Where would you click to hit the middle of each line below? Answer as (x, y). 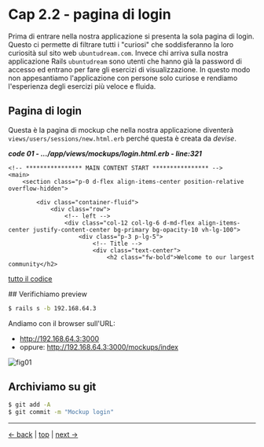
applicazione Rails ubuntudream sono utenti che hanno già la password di (125, 61)
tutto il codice (30, 278)
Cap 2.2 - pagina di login (90, 15)
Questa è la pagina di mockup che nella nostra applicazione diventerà (121, 130)
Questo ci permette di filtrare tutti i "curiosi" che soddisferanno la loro (121, 44)
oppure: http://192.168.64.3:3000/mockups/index (99, 346)
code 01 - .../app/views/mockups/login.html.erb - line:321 (105, 153)
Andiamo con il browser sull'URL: (62, 323)
